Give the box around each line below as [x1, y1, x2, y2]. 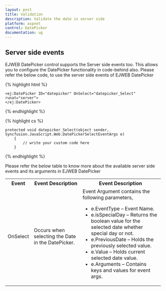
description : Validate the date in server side [5, 16, 105, 21]
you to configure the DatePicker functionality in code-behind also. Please [5, 67, 154, 73]
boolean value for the [91, 218, 141, 224]
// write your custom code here [23, 140, 90, 145]
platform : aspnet [5, 21, 41, 26]
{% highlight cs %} [5, 118, 43, 124]
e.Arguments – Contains [91, 260, 147, 267]
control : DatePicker [5, 26, 48, 31]
